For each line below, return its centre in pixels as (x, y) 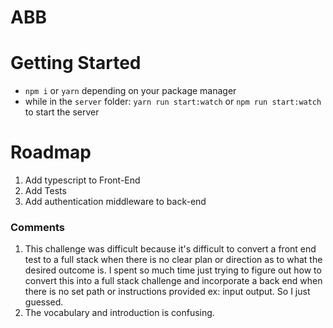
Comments (37, 227)
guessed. (44, 302)
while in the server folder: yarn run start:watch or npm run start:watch (173, 102)
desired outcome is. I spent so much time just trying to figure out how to (173, 270)
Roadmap (51, 152)
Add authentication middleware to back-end (115, 202)
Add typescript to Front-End (82, 180)
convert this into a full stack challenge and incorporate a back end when (173, 281)
